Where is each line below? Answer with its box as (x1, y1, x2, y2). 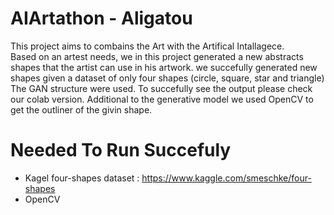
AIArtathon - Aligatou (10, 7, 193, 30)
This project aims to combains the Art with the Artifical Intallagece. (10, 40, 285, 52)
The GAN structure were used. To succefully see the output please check (10, 82, 313, 94)
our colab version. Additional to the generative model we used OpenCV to (10, 93, 314, 105)
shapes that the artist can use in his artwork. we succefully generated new (10, 61, 318, 73)
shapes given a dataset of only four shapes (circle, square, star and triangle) (10, 72, 325, 84)
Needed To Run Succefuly (10, 139, 232, 162)
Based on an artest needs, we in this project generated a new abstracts (10, 50, 304, 62)
